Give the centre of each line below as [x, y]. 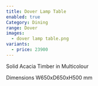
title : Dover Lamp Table [36, 11]
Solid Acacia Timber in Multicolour [47, 66]
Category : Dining [27, 22]
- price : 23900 [30, 50]
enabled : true [23, 17]
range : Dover [22, 28]
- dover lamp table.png [40, 39]
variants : [18, 44]
